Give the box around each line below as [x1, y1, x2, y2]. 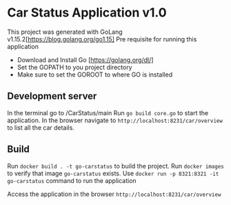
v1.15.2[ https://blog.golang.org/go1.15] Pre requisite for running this [7, 35, 197, 43]
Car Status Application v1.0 [7, 5, 167, 21]
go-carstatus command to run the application [7, 176, 137, 184]
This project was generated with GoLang [7, 28, 123, 36]
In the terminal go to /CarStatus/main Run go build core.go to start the [7, 108, 209, 117]
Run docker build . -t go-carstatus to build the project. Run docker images [7, 162, 224, 170]
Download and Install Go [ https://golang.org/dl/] [17, 55, 154, 64]
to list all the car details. [7, 123, 74, 132]
